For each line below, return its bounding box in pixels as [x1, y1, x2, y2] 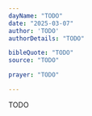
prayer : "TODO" [8, 71, 60, 79]
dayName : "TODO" [8, 11, 63, 20]
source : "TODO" [8, 56, 60, 64]
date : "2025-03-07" [8, 19, 74, 27]
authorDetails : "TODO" [8, 34, 85, 43]
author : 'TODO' [8, 27, 60, 35]
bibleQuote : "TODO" [8, 49, 74, 57]
